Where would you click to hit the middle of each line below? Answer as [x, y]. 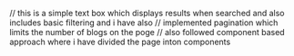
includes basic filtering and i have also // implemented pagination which [144, 23]
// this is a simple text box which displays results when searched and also [147, 13]
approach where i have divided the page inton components [120, 42]
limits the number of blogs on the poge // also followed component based [147, 32]
